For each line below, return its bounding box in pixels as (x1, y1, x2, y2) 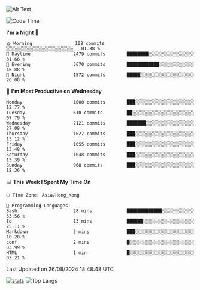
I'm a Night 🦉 (6, 29, 39, 36)
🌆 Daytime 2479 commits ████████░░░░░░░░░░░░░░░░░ (6, 51, 195, 57)
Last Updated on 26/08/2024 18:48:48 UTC (6, 265, 114, 273)
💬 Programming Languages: (6, 203, 71, 209)
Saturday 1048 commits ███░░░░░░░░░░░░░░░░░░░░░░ (6, 152, 195, 158)
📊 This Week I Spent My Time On (6, 179, 91, 185)
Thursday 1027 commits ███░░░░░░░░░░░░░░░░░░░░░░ (6, 131, 195, 137)
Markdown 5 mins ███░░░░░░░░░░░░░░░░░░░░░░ (6, 229, 195, 235)
